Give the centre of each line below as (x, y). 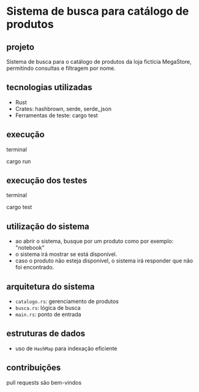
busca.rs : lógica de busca (48, 308)
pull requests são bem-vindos (44, 382)
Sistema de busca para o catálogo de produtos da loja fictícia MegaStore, (99, 62)
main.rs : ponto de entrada (48, 315)
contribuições (34, 368)
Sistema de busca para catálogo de (98, 11)
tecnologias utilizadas (50, 87)
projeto (21, 47)
